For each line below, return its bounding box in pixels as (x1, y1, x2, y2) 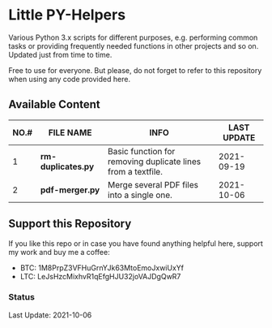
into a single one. (108, 189, 172, 201)
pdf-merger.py (40, 184, 100, 196)
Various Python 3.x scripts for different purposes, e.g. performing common (8, 32, 258, 42)
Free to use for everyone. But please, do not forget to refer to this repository (8, 65, 262, 75)
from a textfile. (108, 166, 164, 177)
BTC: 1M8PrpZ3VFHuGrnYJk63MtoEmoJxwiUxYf (19, 262, 185, 273)
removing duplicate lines (108, 156, 201, 167)
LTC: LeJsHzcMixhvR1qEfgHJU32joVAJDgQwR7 (19, 271, 181, 281)
